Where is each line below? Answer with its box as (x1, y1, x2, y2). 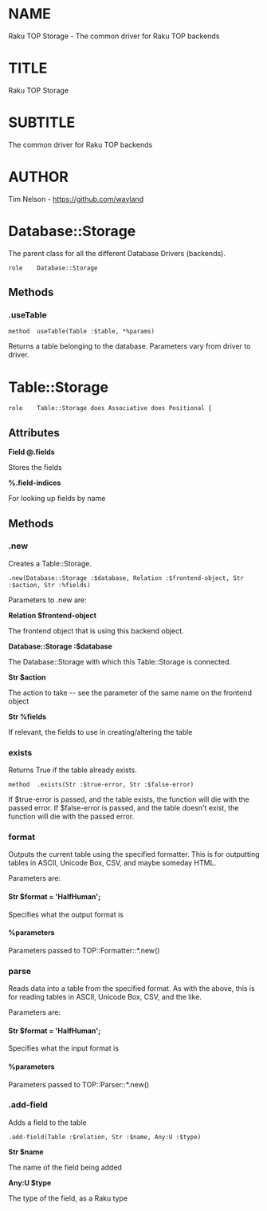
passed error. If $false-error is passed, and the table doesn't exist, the (8, 803, 239, 813)
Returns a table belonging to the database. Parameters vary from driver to (8, 341, 251, 351)
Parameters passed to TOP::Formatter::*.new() (8, 945, 160, 955)
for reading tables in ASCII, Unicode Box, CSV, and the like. (8, 992, 202, 1002)
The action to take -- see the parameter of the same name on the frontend (8, 688, 253, 697)
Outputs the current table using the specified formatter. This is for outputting (8, 850, 261, 859)
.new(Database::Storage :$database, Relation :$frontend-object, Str (8, 574, 245, 582)
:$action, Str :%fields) (8, 581, 91, 589)
